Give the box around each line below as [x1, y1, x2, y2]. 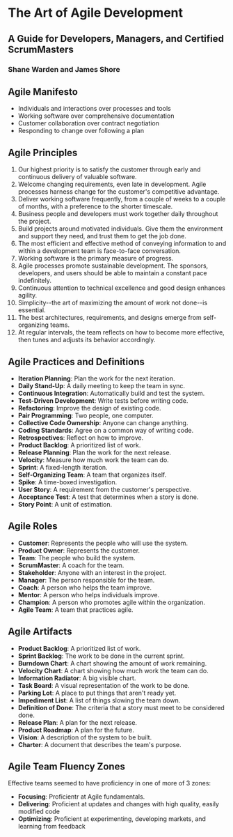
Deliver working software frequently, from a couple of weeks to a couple [17, 195, 226, 204]
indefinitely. [17, 277, 51, 285]
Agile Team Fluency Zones [8, 760, 126, 772]
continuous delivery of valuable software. [17, 173, 138, 181]
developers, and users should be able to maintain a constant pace [17, 269, 207, 277]
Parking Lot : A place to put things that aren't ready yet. [17, 689, 177, 697]
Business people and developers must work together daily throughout [17, 210, 218, 218]
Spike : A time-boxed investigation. [17, 477, 118, 486]
